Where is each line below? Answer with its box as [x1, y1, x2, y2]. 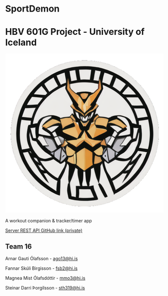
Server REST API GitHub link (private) [5, 227, 83, 233]
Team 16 [5, 242, 32, 251]
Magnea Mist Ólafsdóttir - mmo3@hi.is [5, 275, 86, 281]
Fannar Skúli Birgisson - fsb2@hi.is [5, 265, 78, 271]
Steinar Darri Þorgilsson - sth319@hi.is [5, 284, 86, 290]
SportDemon [5, 3, 60, 15]
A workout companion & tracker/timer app [5, 218, 92, 224]
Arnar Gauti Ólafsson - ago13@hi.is [5, 255, 78, 261]
